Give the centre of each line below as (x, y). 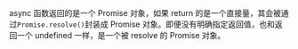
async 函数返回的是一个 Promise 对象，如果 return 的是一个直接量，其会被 (145, 13)
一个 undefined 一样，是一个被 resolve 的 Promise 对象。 (121, 35)
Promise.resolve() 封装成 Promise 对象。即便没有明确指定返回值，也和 (146, 24)
